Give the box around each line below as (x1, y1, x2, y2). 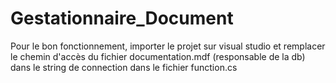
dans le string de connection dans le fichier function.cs (10, 61, 238, 73)
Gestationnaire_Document (10, 7, 234, 30)
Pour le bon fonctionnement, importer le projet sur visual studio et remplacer (10, 40, 326, 52)
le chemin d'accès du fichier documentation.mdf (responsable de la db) (10, 50, 306, 62)
